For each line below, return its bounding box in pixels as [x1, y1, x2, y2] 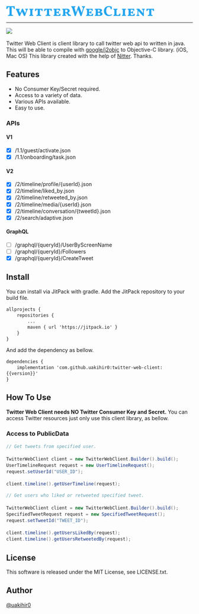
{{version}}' [6, 370, 38, 376]
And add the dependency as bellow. [6, 346, 94, 353]
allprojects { [6, 306, 41, 312]
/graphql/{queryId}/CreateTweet [14, 255, 94, 262]
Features [6, 69, 40, 79]
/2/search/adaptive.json [14, 214, 73, 221]
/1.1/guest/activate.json [14, 146, 71, 153]
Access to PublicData [6, 429, 69, 437]
